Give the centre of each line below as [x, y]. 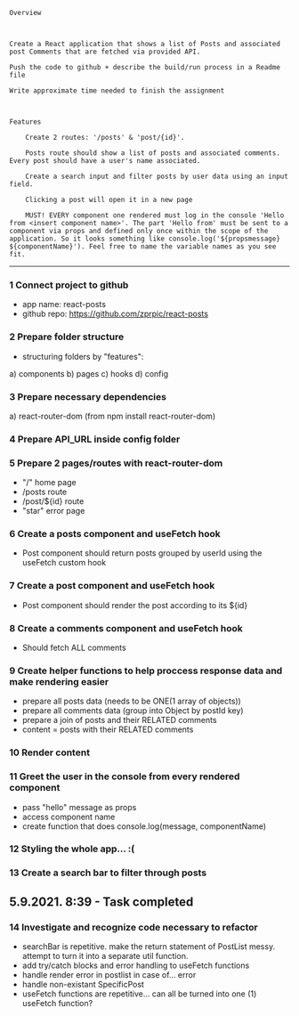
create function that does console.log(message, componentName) [144, 826]
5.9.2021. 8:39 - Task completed [101, 902]
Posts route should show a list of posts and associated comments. [153, 153]
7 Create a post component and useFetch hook [112, 586]
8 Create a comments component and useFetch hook [126, 628]
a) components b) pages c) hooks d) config [89, 373]
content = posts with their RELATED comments [108, 729]
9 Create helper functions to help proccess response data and [146, 671]
